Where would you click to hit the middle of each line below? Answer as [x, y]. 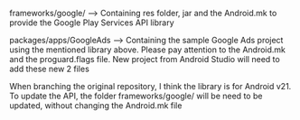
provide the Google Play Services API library [92, 23]
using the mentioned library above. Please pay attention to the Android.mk [148, 50]
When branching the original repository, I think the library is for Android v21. [150, 86]
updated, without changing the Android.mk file [96, 106]
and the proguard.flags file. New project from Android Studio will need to [145, 59]
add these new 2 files [50, 69]
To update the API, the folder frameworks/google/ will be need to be [136, 96]
